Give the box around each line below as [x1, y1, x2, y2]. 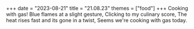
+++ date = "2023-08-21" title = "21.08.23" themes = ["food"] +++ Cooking [6, 5, 189, 11]
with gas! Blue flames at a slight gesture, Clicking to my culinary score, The [6, 11, 187, 18]
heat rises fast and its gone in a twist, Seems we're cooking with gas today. [6, 17, 188, 23]
